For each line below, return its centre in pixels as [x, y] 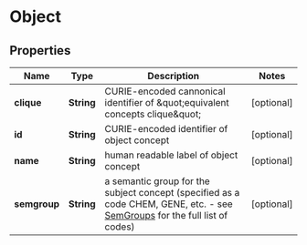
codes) [120, 227]
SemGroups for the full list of [166, 215]
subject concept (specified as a [172, 193]
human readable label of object [171, 155]
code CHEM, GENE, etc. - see [169, 204]
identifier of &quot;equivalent [167, 102]
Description [174, 76]
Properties [40, 51]
